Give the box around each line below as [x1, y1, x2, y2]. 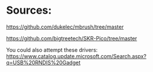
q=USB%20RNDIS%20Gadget [6, 59, 81, 66]
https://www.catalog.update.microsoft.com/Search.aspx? [6, 52, 147, 60]
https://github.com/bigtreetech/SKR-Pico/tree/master [6, 35, 138, 42]
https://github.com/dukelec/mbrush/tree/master [6, 23, 124, 30]
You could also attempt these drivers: [6, 46, 98, 54]
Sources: [6, 4, 52, 17]
